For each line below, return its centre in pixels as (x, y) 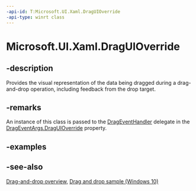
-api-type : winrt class (36, 17)
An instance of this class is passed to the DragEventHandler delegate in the (98, 122)
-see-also (25, 167)
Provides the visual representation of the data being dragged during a (91, 82)
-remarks (24, 107)
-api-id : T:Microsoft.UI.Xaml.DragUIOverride (63, 12)
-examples (26, 147)
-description (30, 69)
